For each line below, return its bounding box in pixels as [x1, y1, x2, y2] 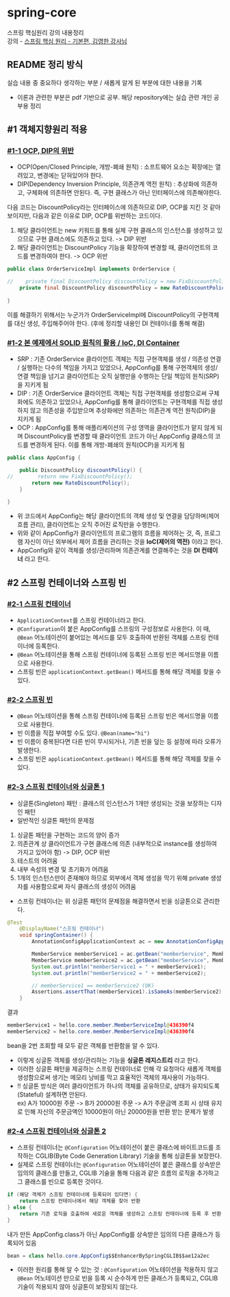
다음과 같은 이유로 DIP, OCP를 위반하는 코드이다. [32, 211, 163, 220]
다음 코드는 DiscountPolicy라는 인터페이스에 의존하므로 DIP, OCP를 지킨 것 [7, 203, 209, 211]
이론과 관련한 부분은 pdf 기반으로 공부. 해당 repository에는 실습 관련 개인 [16, 93, 212, 101]
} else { [7, 1204, 32, 1211]
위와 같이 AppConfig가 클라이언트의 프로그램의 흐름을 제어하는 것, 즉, [16, 529, 203, 537]
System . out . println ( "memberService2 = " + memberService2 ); [31, 970, 207, 977]
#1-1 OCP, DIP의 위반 [7, 146, 74, 156]
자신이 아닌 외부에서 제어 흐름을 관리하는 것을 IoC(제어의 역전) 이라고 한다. [24, 537, 223, 546]
